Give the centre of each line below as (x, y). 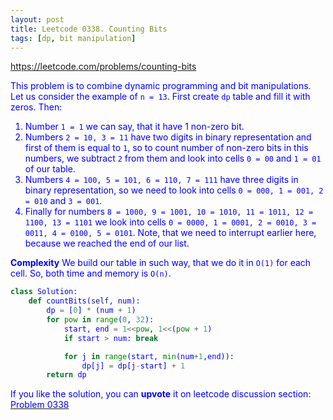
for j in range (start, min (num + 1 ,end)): (149, 356)
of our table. (50, 169)
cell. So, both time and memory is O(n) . (91, 273)
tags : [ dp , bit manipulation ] (73, 38)
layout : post (37, 19)
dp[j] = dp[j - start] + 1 (133, 366)
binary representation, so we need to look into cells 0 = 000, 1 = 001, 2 (174, 190)
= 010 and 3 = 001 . (63, 201)
